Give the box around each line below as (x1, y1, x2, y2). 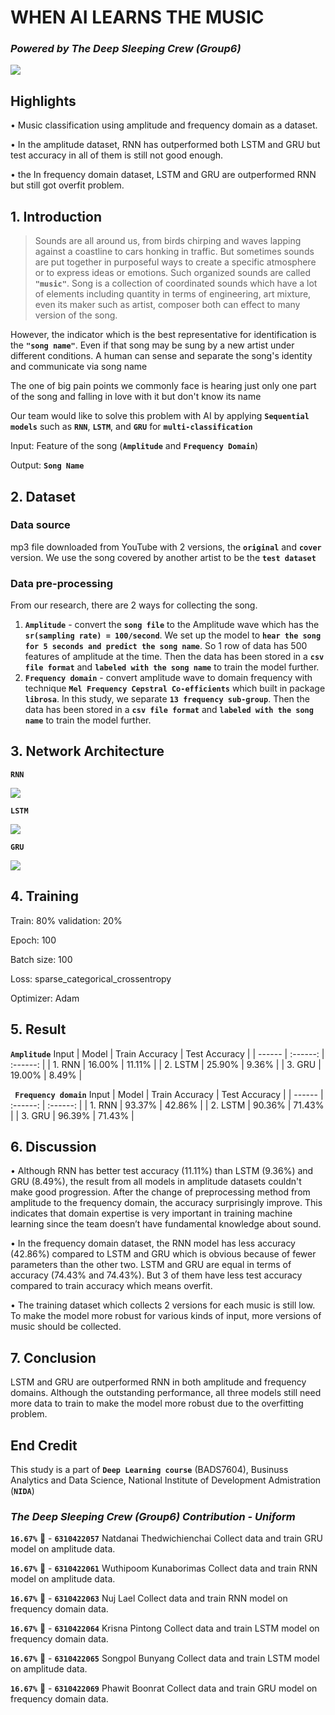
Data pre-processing (10, 576, 113, 590)
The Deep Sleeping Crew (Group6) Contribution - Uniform (10, 1509, 296, 1523)
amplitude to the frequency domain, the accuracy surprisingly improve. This (10, 1197, 323, 1209)
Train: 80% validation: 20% (10, 914, 123, 926)
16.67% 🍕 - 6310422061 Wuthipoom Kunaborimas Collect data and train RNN (10, 1562, 318, 1575)
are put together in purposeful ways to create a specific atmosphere (34, 256, 317, 268)
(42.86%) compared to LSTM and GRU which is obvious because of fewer (10, 1248, 317, 1260)
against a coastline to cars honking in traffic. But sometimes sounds (34, 246, 315, 258)
